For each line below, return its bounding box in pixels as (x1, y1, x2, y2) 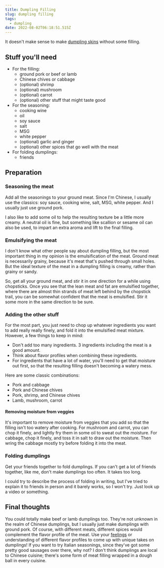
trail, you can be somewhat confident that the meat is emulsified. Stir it (5, 294, 148, 299)
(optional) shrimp (19, 81, 54, 87)
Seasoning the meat (5, 183, 54, 190)
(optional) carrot (19, 91, 52, 98)
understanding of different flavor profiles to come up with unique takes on (5, 537, 154, 543)
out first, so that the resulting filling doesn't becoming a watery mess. (12, 363, 153, 369)
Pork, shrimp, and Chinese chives (12, 392, 80, 398)
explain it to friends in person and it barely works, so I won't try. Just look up (5, 483, 160, 489)
